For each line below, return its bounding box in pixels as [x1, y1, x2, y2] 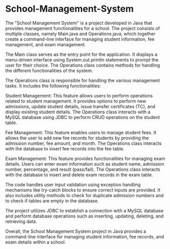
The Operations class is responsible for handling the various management [5, 77, 160, 83]
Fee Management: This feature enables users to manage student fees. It [5, 129, 157, 135]
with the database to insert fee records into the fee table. [5, 145, 125, 151]
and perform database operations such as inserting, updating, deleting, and [5, 213, 164, 219]
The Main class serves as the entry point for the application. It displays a [5, 51, 158, 57]
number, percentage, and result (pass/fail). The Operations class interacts [5, 166, 160, 172]
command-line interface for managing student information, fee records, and [5, 233, 164, 239]
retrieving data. [5, 218, 37, 224]
